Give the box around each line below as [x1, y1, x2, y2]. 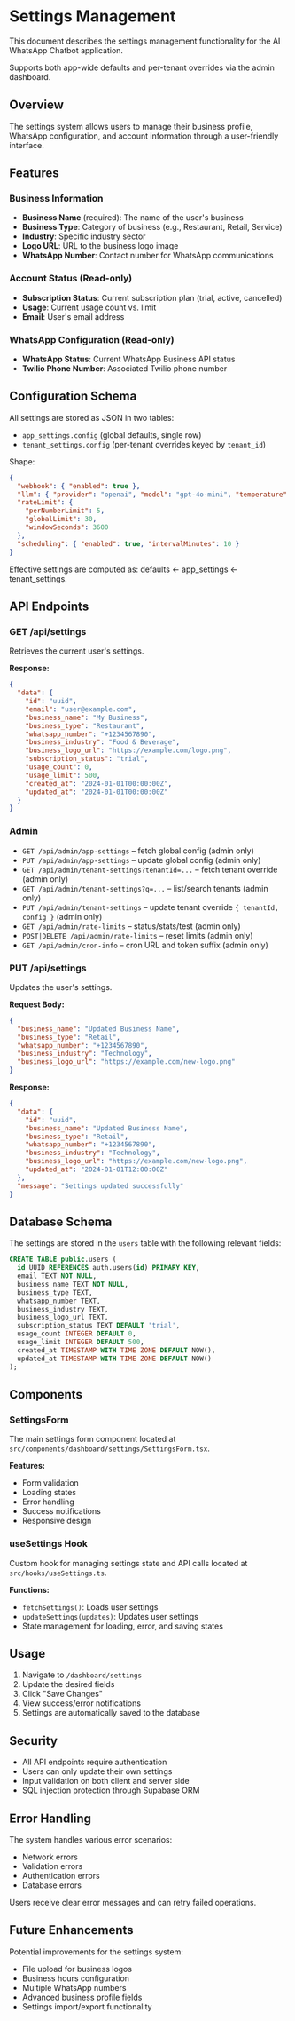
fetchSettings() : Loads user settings [21, 1601, 159, 1613]
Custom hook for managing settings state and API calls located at [9, 1557, 248, 1568]
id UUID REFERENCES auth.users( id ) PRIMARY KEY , [17, 1264, 200, 1272]
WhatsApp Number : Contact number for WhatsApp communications [21, 250, 274, 261]
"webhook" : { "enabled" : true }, [17, 481, 141, 490]
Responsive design [21, 1516, 92, 1526]
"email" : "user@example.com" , [25, 704, 137, 714]
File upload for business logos [21, 1963, 133, 1974]
